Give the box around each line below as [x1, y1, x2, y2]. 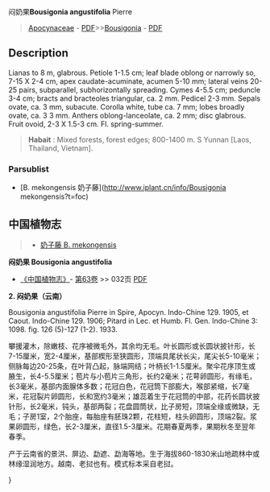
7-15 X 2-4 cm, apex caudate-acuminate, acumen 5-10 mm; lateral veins [8, 76, 248, 86]
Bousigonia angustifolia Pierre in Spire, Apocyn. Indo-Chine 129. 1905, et [8, 307, 249, 316]
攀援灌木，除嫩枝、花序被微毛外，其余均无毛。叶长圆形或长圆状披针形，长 [8, 341, 255, 350]
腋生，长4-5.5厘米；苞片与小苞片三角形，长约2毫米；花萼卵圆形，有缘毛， [8, 371, 257, 381]
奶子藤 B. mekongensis [39, 240, 117, 250]
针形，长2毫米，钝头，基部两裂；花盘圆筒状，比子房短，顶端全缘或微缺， [8, 401, 253, 411]
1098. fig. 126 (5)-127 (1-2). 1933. [8, 325, 118, 334]
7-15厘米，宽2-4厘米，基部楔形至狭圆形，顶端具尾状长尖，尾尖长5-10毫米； [8, 351, 262, 361]
